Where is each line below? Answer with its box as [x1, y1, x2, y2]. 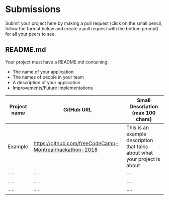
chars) [135, 115, 152, 122]
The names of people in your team [12, 74, 84, 80]
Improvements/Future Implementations [12, 85, 93, 91]
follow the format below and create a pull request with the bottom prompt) [5, 25, 158, 31]
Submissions [5, 4, 61, 15]
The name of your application [12, 69, 74, 75]
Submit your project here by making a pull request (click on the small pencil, [5, 20, 162, 26]
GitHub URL [63, 106, 92, 113]
